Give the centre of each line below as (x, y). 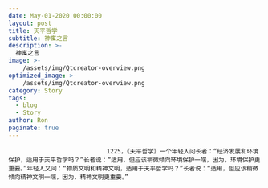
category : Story (35, 90)
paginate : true (34, 128)
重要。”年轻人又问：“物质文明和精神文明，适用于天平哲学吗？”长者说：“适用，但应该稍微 (134, 168)
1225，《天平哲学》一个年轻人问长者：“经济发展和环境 (183, 151)
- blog (26, 105)
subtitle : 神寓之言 (39, 38)
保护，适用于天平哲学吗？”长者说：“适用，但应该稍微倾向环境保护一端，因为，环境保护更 (134, 160)
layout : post (30, 23)
